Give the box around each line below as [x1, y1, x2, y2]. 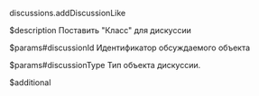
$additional [9, 77, 51, 88]
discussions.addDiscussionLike [9, 8, 126, 18]
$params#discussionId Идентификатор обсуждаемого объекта [9, 42, 251, 53]
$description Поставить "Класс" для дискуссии [9, 25, 191, 35]
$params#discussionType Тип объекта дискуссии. [9, 60, 201, 70]
